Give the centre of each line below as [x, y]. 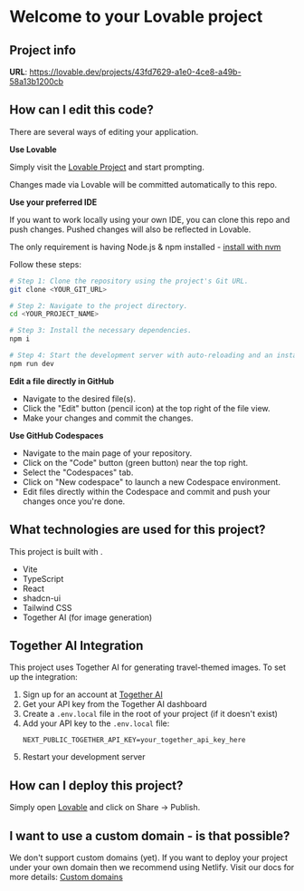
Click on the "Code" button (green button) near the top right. [135, 462]
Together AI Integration [76, 646]
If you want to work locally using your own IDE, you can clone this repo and [150, 219]
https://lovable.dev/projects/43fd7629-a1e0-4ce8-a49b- [135, 72]
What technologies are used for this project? [138, 530]
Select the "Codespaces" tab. [78, 472]
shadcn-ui [42, 598]
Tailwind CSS [47, 607]
